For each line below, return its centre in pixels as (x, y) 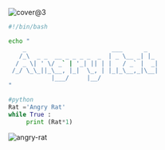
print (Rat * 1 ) (49, 122)
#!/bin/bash (28, 27)
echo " (19, 41)
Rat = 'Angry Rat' (37, 107)
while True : (30, 114)
